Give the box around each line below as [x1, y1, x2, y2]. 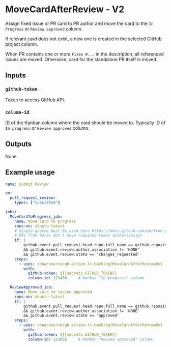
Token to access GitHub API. [5, 97, 65, 103]
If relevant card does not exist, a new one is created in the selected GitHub [5, 36, 162, 42]
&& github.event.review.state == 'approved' [23, 313, 120, 319]
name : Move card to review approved [14, 290, 93, 295]
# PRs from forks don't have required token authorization [14, 233, 142, 238]
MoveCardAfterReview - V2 [5, 4, 125, 15]
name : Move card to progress [14, 219, 76, 224]
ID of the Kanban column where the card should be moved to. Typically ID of [5, 120, 166, 126]
